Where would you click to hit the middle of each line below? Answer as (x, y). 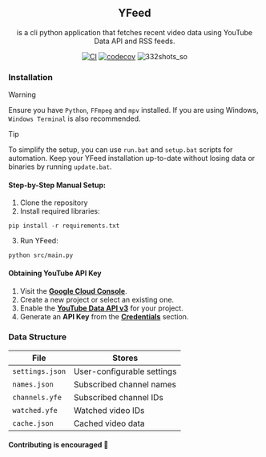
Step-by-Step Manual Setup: (57, 185)
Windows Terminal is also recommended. (75, 118)
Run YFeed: (39, 241)
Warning (22, 94)
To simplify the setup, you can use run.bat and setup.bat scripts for (121, 150)
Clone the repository (54, 202)
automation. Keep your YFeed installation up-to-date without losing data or (132, 158)
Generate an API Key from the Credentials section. (104, 316)
